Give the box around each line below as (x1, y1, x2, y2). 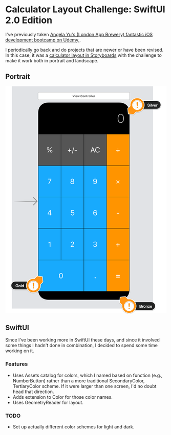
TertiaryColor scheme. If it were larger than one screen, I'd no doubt (12, 383, 157, 389)
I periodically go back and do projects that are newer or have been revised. (5, 47, 164, 53)
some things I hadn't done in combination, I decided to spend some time (5, 342, 158, 349)
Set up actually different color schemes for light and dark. (12, 424, 135, 430)
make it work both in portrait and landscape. (5, 57, 99, 63)
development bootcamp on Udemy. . (5, 37, 81, 43)
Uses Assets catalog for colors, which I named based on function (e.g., (12, 372, 163, 378)
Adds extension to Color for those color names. (12, 394, 113, 400)
